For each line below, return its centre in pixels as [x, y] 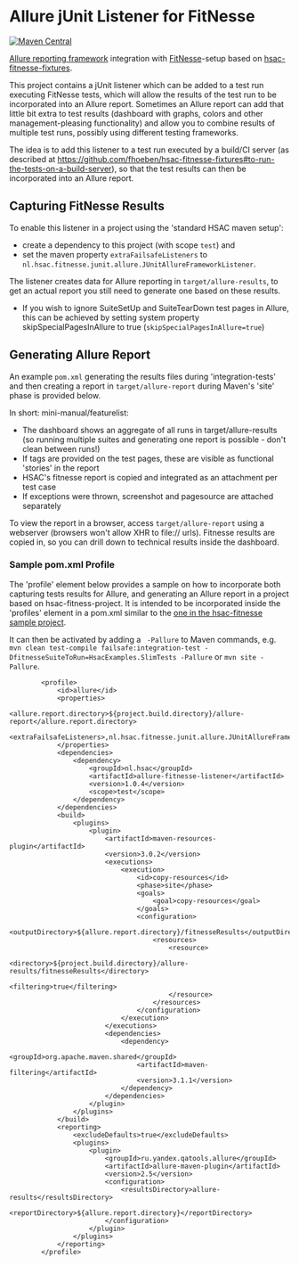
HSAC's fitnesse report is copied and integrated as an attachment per [149, 477]
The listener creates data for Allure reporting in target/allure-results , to [144, 281]
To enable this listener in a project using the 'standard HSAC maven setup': [146, 227]
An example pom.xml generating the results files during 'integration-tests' [143, 376]
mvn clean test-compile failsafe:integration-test [105, 648]
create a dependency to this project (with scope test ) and [129, 245]
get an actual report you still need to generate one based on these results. [145, 291]
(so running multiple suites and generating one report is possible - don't [154, 439]
